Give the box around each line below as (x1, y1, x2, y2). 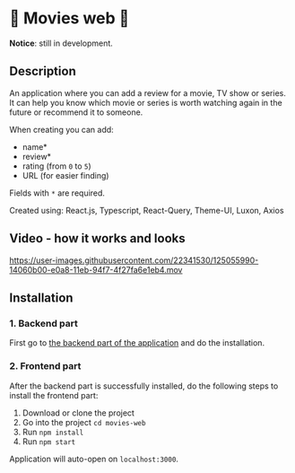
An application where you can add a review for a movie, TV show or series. (9, 87, 287, 98)
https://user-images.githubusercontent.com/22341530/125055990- (9, 255, 259, 266)
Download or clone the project (22, 407, 134, 418)
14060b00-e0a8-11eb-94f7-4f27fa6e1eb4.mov (9, 264, 183, 275)
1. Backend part (9, 317, 79, 329)
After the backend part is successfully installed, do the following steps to (9, 381, 279, 391)
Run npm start (22, 435, 76, 447)
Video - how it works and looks (9, 231, 186, 246)
